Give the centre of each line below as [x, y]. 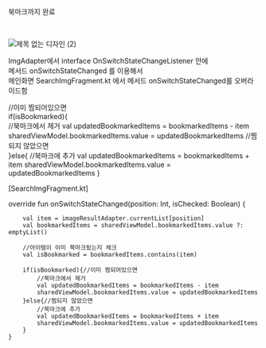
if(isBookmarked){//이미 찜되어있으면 [80, 270]
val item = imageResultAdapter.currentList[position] [113, 218]
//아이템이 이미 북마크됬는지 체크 [70, 248]
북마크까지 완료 [32, 12]
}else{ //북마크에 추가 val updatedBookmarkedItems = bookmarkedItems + [129, 156]
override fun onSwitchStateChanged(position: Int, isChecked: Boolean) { [127, 204]
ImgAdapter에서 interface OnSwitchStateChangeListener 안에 [108, 61]
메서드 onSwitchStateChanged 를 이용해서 [76, 71]
